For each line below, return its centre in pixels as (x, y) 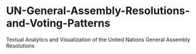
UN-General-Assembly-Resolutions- (98, 11)
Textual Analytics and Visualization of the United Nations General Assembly (98, 39)
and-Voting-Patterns (58, 23)
